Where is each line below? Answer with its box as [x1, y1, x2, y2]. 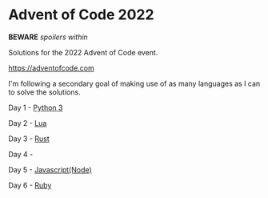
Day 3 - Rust [8, 134, 50, 143]
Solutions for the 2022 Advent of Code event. [8, 47, 158, 57]
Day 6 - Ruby [8, 180, 52, 190]
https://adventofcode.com [8, 63, 94, 73]
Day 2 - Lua [8, 118, 47, 127]
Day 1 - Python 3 [8, 103, 63, 112]
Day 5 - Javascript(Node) [8, 164, 92, 174]
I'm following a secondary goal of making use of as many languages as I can [8, 79, 261, 88]
